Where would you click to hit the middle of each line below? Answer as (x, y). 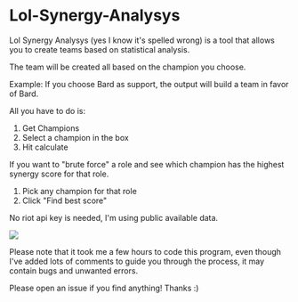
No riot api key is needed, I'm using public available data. (114, 217)
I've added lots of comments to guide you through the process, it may (137, 261)
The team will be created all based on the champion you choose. (128, 67)
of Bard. (24, 94)
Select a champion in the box (75, 137)
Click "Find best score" (64, 200)
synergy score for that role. (59, 174)
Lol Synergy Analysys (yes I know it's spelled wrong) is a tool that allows (142, 40)
